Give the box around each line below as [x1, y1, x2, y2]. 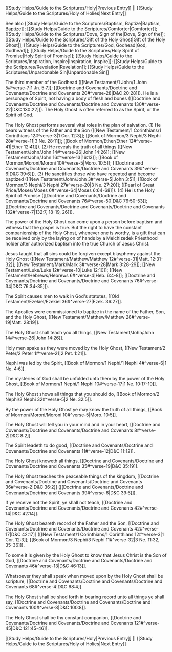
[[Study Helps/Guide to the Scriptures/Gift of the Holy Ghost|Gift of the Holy [5, 36, 165, 43]
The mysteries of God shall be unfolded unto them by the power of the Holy [5, 376, 165, 381]
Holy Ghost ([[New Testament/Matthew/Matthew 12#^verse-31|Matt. [5, 256, 149, 262]
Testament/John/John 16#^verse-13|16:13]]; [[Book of [5, 154, 118, 160]
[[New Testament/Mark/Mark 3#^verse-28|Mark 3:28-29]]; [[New [16, 261, 155, 268]
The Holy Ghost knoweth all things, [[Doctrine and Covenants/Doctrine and [5, 458, 164, 464]
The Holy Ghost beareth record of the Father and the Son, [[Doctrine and [5, 520, 159, 526]
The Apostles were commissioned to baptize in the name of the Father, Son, [5, 309, 165, 315]
